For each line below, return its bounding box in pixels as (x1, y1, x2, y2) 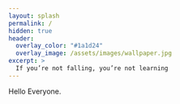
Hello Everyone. (8, 86, 62, 96)
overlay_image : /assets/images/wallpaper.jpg (15, 49, 173, 57)
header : (8, 34, 35, 43)
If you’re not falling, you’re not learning (15, 64, 169, 73)
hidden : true (8, 27, 53, 35)
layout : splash (8, 11, 60, 20)
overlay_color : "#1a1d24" (15, 42, 104, 50)
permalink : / (8, 19, 53, 27)
